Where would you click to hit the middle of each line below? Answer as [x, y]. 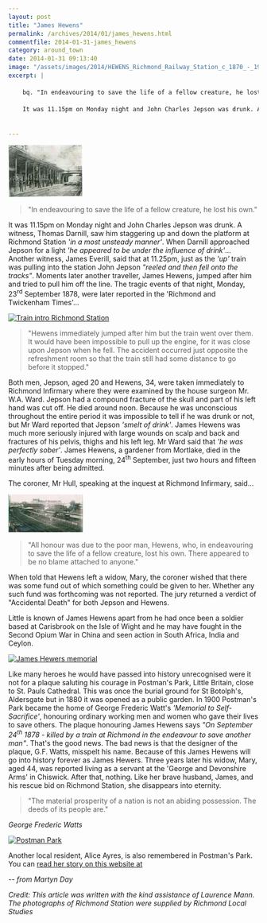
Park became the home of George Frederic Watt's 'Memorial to [111, 708]
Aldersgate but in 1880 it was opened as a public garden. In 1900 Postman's [132, 700]
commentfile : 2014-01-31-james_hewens [72, 42]
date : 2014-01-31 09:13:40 [53, 59]
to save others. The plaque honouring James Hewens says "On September [130, 725]
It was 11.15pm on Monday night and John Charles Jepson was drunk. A [125, 225]
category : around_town [46, 50]
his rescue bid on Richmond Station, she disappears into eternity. [115, 785]
